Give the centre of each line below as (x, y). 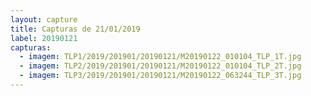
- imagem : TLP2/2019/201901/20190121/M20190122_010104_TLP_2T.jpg (160, 66)
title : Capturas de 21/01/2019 (75, 29)
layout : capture (44, 19)
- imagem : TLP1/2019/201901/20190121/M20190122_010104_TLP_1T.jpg (160, 57)
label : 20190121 (44, 38)
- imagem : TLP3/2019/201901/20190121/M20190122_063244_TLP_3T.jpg (160, 76)
